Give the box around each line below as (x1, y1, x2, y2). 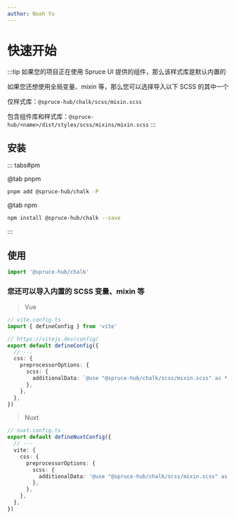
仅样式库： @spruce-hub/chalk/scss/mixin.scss (7, 97, 143, 105)
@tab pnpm (7, 175, 41, 183)
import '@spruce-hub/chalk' (7, 268, 90, 275)
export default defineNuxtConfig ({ (7, 433, 112, 441)
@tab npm (7, 201, 37, 209)
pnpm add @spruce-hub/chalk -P (7, 188, 99, 195)
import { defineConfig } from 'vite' (7, 322, 118, 330)
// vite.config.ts (7, 317, 61, 324)
